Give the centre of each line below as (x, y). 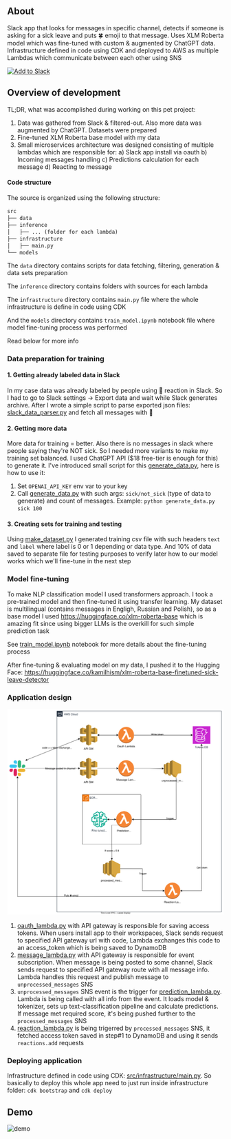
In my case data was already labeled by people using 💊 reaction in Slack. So (115, 390)
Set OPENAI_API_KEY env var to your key (72, 486)
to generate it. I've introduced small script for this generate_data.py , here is (113, 465)
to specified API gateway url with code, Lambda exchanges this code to (119, 940)
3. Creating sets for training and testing (65, 524)
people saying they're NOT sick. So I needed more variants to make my (108, 451)
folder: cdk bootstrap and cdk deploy (59, 1090)
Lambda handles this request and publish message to (93, 977)
